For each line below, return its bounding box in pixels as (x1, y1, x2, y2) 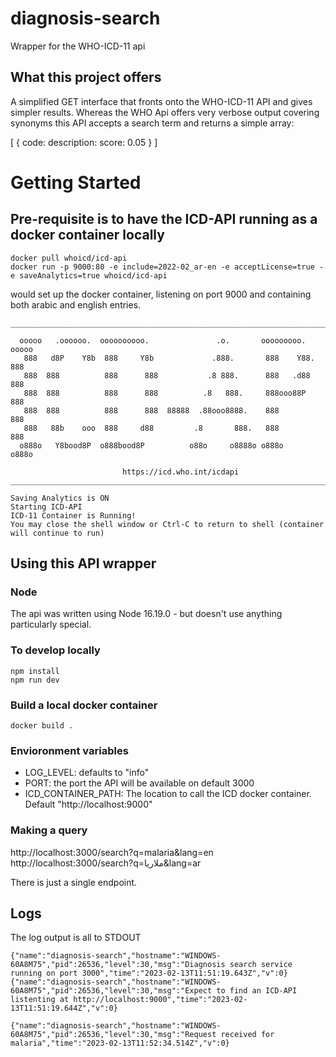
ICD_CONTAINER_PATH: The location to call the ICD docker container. (24, 788, 312, 800)
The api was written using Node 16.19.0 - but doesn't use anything (10, 608, 283, 620)
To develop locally (10, 643, 101, 657)
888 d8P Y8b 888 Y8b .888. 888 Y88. (23, 353, 315, 363)
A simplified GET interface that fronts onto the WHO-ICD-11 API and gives (10, 95, 313, 107)
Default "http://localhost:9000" (24, 798, 153, 811)
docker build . (10, 721, 74, 731)
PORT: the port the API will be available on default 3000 (24, 777, 255, 789)
